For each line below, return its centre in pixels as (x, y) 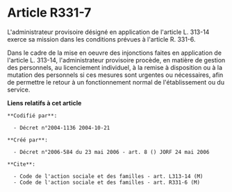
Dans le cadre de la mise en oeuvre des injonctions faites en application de (115, 53)
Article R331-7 (49, 13)
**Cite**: (22, 164)
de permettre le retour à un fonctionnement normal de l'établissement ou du (116, 82)
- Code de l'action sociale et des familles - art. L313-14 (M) (108, 176)
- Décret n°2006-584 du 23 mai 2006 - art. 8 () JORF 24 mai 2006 (111, 152)
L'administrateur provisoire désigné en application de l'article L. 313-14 (108, 32)
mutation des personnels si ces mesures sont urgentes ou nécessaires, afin (115, 75)
